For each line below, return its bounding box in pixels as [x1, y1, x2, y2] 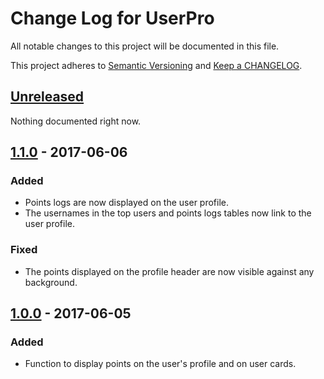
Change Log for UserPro [10, 7, 215, 30]
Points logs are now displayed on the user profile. [24, 197, 229, 209]
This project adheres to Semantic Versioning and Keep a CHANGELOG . [10, 59, 303, 71]
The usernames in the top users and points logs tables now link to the [24, 207, 312, 219]
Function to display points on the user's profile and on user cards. [24, 358, 297, 370]
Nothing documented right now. [10, 115, 142, 127]
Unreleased [10, 88, 85, 106]
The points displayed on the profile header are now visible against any [24, 265, 315, 277]
